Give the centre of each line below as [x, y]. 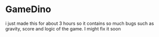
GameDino [28, 9]
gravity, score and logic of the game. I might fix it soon [63, 28]
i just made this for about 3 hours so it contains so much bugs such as [80, 23]
